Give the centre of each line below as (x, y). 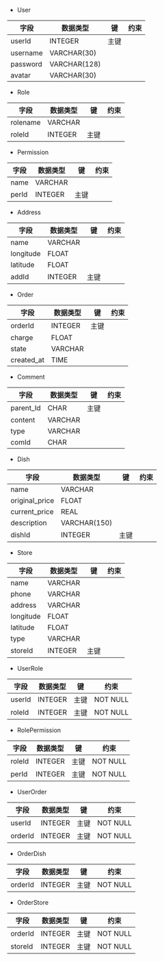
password (26, 64)
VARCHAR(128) (75, 64)
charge (22, 337)
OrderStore (33, 902)
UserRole (30, 668)
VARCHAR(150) (86, 523)
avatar (20, 75)
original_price (32, 500)
